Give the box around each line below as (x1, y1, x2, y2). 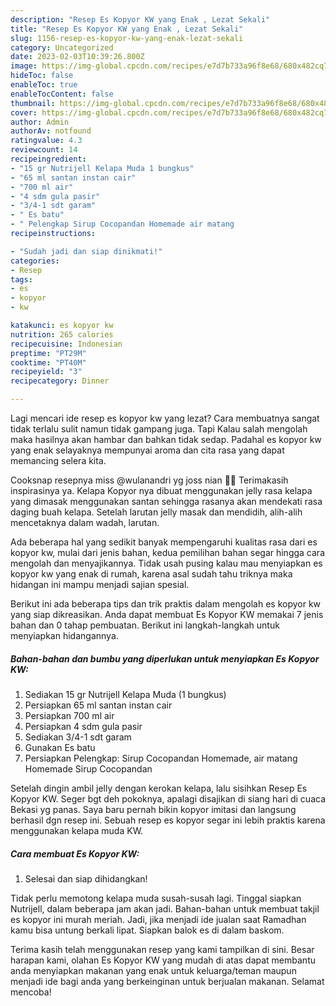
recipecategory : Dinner (10, 376, 110, 386)
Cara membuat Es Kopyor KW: (10, 847, 140, 860)
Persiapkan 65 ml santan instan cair (24, 699, 173, 711)
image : (10, 61, 38, 71)
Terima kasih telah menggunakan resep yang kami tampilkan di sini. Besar (10, 943, 315, 955)
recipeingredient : (10, 154, 87, 164)
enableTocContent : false (10, 89, 114, 99)
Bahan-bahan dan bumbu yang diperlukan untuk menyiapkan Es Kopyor (10, 652, 320, 665)
